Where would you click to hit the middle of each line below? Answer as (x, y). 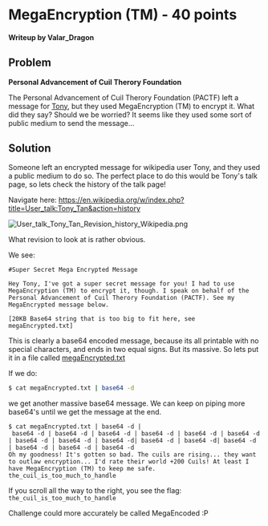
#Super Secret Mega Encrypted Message (73, 270)
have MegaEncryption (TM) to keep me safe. (82, 469)
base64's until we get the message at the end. (85, 412)
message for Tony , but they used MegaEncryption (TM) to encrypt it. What (132, 106)
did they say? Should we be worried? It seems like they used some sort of (130, 115)
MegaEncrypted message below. (59, 305)
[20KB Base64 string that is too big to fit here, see (102, 319)
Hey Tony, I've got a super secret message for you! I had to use (122, 284)
